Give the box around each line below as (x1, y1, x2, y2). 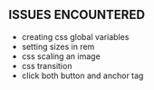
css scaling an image (21, 50, 101, 62)
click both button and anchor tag (21, 70, 144, 81)
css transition (21, 60, 72, 71)
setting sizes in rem (21, 41, 95, 52)
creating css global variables (21, 31, 130, 42)
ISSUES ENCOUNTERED (8, 7, 146, 23)
